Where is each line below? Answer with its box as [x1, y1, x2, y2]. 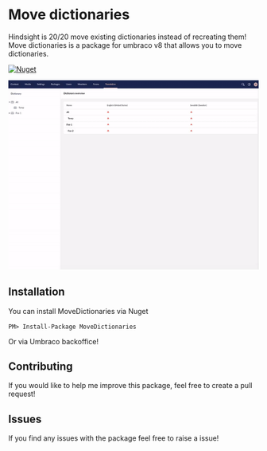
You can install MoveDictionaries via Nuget [8, 306, 149, 316]
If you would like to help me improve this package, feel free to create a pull [8, 381, 253, 390]
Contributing [8, 360, 73, 374]
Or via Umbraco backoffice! [8, 336, 99, 346]
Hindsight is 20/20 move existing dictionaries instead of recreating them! [8, 32, 247, 41]
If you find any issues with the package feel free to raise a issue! [8, 433, 219, 443]
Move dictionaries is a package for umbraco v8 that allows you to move [8, 40, 242, 49]
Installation [8, 285, 65, 299]
